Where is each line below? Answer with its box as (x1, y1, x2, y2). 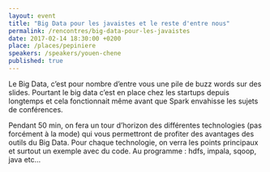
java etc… (8, 154, 41, 164)
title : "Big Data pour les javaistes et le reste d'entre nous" (8, 19, 230, 27)
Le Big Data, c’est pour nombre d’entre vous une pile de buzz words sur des (8, 78, 262, 89)
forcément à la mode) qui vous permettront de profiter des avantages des (8, 128, 255, 138)
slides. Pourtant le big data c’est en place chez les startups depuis (8, 87, 229, 97)
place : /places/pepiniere (8, 42, 96, 50)
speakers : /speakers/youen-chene (8, 49, 122, 57)
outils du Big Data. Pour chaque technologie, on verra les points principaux (8, 137, 259, 147)
